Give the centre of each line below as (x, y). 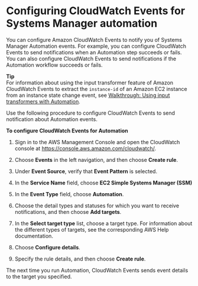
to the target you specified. (39, 277)
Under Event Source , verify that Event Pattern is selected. (86, 171)
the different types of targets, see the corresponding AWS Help (92, 229)
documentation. (34, 236)
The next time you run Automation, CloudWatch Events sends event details (97, 270)
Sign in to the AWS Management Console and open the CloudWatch (97, 142)
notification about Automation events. (52, 119)
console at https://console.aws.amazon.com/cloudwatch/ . (85, 148)
